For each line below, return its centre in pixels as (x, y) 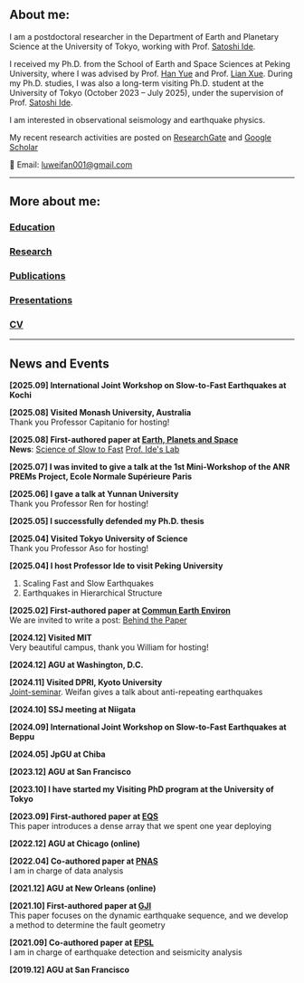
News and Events (60, 363)
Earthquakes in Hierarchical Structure (92, 593)
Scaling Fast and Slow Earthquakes (88, 583)
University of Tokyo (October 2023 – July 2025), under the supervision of (147, 92)
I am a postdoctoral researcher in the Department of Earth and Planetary (144, 36)
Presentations (41, 300)
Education (33, 227)
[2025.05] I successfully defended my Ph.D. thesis (107, 521)
